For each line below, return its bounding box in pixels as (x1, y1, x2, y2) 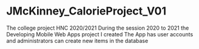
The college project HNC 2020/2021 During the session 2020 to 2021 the (6, 24, 189, 31)
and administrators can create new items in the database (6, 37, 149, 44)
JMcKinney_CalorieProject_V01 (6, 4, 167, 18)
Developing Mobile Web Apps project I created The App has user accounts (6, 30, 194, 38)
